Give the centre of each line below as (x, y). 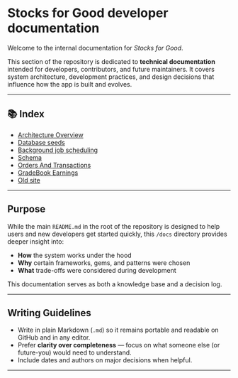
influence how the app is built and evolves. (70, 84)
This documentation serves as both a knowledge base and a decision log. (115, 284)
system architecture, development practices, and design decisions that (111, 77)
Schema (30, 157)
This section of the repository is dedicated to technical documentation (112, 61)
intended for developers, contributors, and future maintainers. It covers (111, 69)
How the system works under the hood (75, 255)
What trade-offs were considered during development (97, 270)
